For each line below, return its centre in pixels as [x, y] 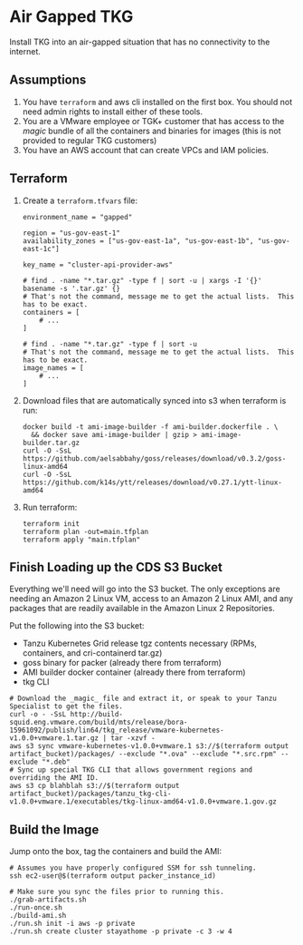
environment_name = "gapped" [77, 217]
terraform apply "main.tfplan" [81, 540]
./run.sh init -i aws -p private [72, 924]
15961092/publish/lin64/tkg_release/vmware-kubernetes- [117, 731]
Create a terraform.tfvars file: [80, 200]
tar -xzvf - [133, 738]
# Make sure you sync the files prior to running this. [117, 892]
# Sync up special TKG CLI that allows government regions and [131, 770]
